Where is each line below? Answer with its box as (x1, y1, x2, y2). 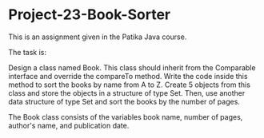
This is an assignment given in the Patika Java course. (8, 32, 187, 41)
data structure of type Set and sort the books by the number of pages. (8, 97, 240, 106)
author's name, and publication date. (8, 120, 130, 130)
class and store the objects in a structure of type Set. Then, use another (8, 88, 246, 97)
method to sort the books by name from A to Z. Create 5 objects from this (8, 80, 250, 89)
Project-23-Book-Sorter (8, 6, 170, 24)
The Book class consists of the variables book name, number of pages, (8, 112, 243, 121)
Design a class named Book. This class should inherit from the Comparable (8, 62, 256, 73)
